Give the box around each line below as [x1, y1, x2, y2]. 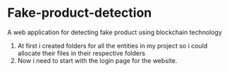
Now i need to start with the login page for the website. [17, 56, 178, 64]
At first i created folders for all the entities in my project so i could [17, 41, 208, 50]
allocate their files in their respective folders [17, 49, 146, 57]
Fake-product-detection [7, 5, 152, 21]
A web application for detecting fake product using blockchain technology [7, 28, 223, 36]
